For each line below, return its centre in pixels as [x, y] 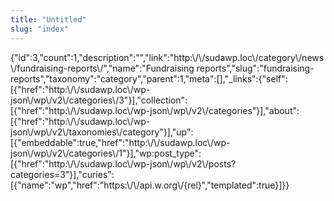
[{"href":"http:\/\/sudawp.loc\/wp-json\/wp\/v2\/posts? [123, 163]
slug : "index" [40, 29]
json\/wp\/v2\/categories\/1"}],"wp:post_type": [106, 153]
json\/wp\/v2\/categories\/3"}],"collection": [99, 100]
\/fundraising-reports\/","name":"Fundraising [102, 68]
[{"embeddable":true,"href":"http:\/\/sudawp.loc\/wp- [120, 142]
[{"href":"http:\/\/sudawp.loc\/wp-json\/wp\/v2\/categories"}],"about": [155, 110]
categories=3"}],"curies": [62, 174]
